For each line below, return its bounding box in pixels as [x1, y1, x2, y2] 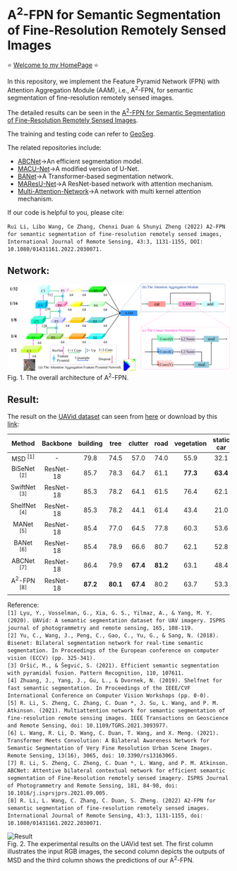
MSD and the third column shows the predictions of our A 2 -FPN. [7, 855, 195, 864]
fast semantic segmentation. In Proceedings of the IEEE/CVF [7, 685, 191, 692]
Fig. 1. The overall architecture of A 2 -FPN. [7, 372, 129, 381]
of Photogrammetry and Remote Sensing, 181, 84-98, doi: [7, 782, 178, 790]
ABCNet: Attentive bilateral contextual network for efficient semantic [7, 767, 226, 774]
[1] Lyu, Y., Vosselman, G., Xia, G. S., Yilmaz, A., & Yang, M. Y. [7, 610, 213, 617]
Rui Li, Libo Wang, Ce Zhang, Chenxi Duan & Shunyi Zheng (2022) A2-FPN [7, 223, 226, 230]
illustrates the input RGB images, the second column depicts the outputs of [7, 847, 225, 855]
